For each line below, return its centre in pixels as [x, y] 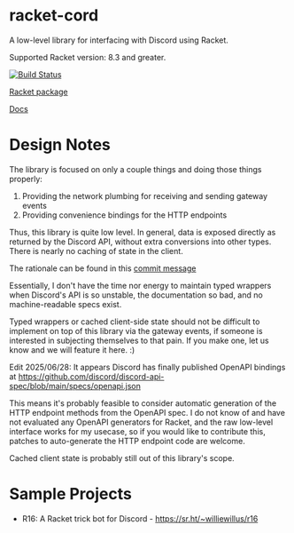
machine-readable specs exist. [66, 304]
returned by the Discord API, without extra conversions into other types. [140, 242]
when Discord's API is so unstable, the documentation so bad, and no [136, 295]
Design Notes [60, 145]
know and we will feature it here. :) [72, 350]
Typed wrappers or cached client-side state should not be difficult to [135, 322]
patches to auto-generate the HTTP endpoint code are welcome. [127, 441]
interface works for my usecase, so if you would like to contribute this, [137, 431]
